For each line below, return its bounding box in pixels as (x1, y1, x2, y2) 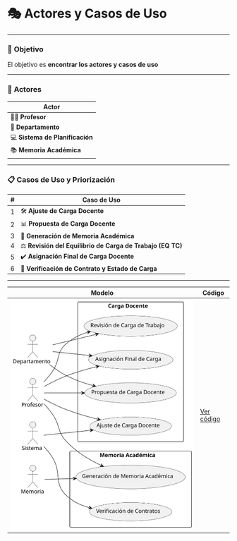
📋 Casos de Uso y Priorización (7, 175, 115, 185)
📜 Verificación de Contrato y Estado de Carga (20, 264, 157, 272)
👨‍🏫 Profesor (10, 113, 47, 121)
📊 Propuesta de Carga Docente (20, 219, 116, 228)
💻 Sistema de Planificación (10, 133, 93, 141)
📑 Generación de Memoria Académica (20, 232, 135, 241)
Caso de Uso (82, 195, 121, 205)
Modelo (90, 288, 114, 297)
